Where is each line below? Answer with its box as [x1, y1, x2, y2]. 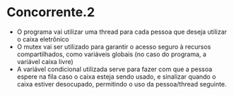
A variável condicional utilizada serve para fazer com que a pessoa [16, 65, 213, 73]
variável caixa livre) [16, 57, 74, 65]
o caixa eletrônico [16, 34, 69, 43]
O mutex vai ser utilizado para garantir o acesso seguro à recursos [16, 42, 211, 51]
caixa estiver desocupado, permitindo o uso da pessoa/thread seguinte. [16, 80, 227, 88]
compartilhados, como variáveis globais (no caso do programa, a [16, 50, 206, 58]
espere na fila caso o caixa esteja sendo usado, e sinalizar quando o [16, 72, 216, 81]
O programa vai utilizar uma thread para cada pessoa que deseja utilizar [16, 27, 228, 36]
